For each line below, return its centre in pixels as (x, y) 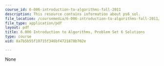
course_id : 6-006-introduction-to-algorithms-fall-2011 (63, 9)
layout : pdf (17, 28)
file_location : (20, 18)
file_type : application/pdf (34, 23)
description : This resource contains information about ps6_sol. (73, 14)
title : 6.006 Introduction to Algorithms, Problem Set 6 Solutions (75, 32)
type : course (18, 37)
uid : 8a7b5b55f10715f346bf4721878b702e (46, 41)
